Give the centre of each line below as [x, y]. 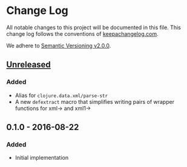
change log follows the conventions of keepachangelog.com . [82, 33]
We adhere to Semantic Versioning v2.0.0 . [59, 46]
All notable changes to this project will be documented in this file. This [94, 27]
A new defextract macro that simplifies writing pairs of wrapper [94, 101]
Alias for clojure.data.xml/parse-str [61, 95]
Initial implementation [42, 158]
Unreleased [29, 65]
